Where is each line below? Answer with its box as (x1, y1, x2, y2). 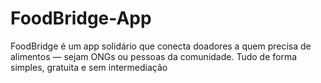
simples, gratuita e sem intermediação (10, 61, 168, 73)
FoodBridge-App (10, 7, 152, 30)
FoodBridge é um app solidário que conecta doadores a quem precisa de (10, 40, 312, 52)
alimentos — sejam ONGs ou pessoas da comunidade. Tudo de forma (10, 50, 298, 62)
